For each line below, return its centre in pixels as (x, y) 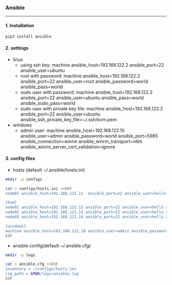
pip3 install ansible (28, 36)
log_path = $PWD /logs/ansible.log (42, 274)
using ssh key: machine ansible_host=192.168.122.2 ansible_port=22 (92, 65)
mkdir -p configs (24, 179)
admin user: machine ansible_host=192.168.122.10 (72, 130)
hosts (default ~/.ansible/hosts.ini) (49, 170)
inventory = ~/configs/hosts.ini (41, 269)
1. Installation (20, 25)
